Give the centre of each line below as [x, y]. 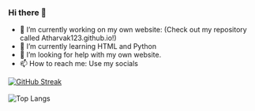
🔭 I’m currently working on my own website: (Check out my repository [133, 30]
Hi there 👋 [28, 13]
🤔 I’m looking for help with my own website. [90, 55]
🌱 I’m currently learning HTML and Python [88, 46]
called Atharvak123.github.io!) [68, 38]
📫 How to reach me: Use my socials [79, 64]
